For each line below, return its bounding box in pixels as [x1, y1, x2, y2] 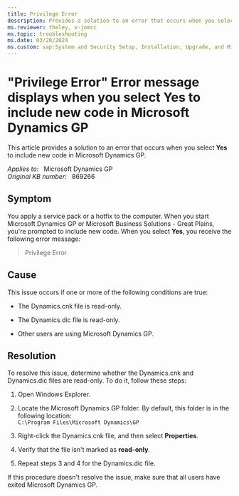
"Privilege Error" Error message [7, 74, 200, 91]
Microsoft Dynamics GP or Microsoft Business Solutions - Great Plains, [7, 219, 215, 228]
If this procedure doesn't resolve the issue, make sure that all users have [7, 473, 221, 482]
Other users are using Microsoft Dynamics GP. [17, 329, 154, 338]
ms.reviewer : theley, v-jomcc [7, 24, 97, 31]
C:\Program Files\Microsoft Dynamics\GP [17, 419, 139, 426]
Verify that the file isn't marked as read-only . [17, 445, 151, 454]
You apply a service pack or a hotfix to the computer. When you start [7, 212, 209, 220]
